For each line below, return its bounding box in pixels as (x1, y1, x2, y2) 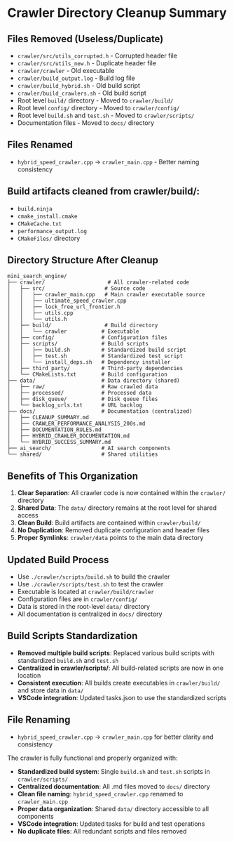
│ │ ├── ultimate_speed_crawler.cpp (7, 297, 128, 305)
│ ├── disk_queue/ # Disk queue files (7, 395, 158, 403)
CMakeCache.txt (17, 220, 62, 228)
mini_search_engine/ (7, 272, 68, 280)
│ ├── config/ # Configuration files (7, 334, 168, 341)
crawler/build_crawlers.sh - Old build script (17, 89, 147, 97)
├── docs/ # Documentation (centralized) (7, 408, 193, 415)
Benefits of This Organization (7, 470, 139, 482)
